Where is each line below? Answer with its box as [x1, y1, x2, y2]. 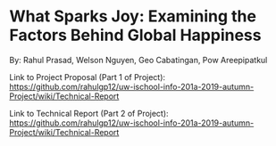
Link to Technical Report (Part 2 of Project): [9, 108, 169, 118]
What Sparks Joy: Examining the [9, 6, 257, 27]
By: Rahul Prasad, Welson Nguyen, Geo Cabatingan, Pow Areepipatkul [9, 54, 268, 65]
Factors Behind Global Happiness [9, 25, 262, 45]
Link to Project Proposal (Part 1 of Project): [9, 71, 166, 82]
